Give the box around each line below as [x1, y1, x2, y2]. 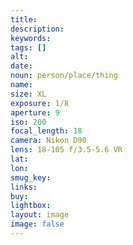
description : [10, 24, 65, 34]
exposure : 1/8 [10, 98, 70, 108]
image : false [10, 219, 65, 230]
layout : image [10, 210, 70, 220]
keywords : [10, 33, 52, 43]
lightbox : [10, 201, 52, 211]
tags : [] [10, 42, 47, 53]
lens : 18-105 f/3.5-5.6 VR [10, 145, 123, 155]
